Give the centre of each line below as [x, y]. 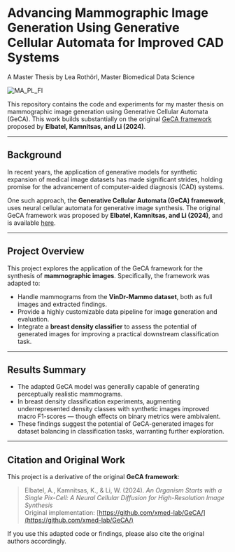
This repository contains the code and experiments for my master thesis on [115, 104]
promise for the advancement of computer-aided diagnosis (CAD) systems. [116, 186]
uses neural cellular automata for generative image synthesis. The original [114, 207]
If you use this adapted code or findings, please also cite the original [106, 534]
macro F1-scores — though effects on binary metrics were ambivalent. [119, 416]
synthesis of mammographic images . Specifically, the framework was [108, 275]
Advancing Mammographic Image [108, 13]
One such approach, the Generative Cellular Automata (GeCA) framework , [116, 200]
